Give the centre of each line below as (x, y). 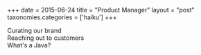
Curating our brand (34, 31)
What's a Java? (29, 45)
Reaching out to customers (46, 38)
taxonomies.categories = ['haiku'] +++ (62, 17)
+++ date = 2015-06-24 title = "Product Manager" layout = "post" (101, 10)
